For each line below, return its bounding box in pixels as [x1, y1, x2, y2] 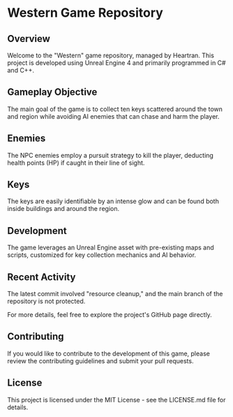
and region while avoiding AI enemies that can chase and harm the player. [7, 112, 220, 120]
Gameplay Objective [7, 86, 98, 98]
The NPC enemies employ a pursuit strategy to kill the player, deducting [7, 151, 214, 159]
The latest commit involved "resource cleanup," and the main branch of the [7, 290, 223, 298]
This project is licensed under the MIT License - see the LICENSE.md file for [7, 395, 226, 404]
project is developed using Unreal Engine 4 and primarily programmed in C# [7, 59, 226, 67]
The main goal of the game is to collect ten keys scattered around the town [7, 105, 223, 113]
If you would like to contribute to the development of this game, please [7, 349, 211, 358]
